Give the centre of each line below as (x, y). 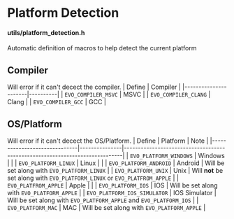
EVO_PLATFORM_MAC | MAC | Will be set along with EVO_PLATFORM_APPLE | (107, 208)
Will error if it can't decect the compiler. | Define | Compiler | (94, 87)
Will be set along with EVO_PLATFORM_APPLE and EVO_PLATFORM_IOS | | (103, 200)
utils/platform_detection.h (46, 32)
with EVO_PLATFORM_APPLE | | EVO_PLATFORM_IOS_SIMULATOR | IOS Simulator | (112, 193)
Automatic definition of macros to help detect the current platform (102, 48)
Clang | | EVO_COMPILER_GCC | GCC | (57, 102)
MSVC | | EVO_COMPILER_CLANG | (167, 94)
